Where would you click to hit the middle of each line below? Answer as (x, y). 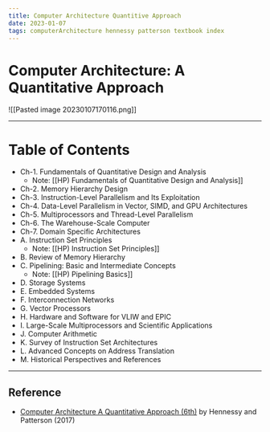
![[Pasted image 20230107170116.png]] (72, 110)
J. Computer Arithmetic (59, 334)
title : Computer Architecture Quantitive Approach (95, 16)
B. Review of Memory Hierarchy (73, 257)
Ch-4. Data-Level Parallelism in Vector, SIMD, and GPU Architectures (133, 206)
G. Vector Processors (55, 308)
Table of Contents (69, 150)
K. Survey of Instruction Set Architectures (89, 343)
